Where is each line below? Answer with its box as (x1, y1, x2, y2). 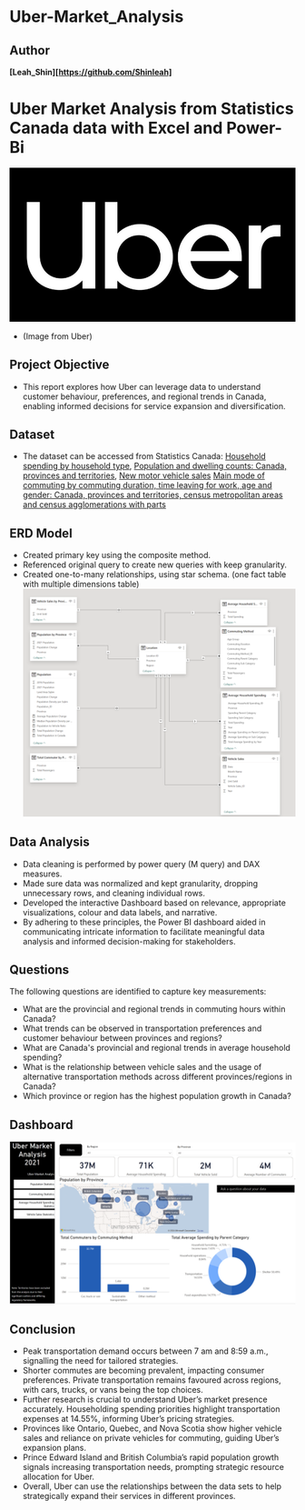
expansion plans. (22, 1443, 87, 1454)
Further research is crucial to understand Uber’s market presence (22, 1394, 268, 1405)
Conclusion (9, 1321, 76, 1337)
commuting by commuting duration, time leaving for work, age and (22, 480, 272, 491)
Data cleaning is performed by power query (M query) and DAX (22, 858, 261, 869)
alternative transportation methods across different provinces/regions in (22, 1071, 292, 1083)
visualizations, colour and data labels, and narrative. (22, 906, 218, 917)
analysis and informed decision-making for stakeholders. (22, 935, 236, 946)
